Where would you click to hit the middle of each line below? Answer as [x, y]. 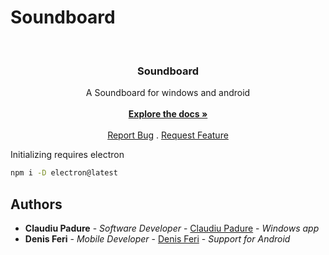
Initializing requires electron [67, 155]
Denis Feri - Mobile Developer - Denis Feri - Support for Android [157, 238]
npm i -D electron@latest [64, 173]
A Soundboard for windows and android [168, 93]
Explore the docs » [168, 114]
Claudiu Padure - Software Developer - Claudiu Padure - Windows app [172, 228]
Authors [36, 204]
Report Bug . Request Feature [168, 135]
